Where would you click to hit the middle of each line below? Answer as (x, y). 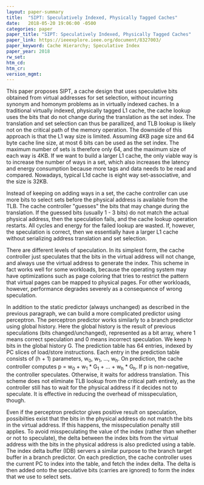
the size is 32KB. (27, 181)
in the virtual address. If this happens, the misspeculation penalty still (93, 425)
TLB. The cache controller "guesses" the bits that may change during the (98, 206)
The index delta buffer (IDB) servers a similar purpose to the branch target (99, 450)
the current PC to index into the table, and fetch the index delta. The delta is (101, 463)
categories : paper (29, 29)
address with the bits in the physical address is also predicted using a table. (101, 444)
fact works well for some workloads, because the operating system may (97, 270)
